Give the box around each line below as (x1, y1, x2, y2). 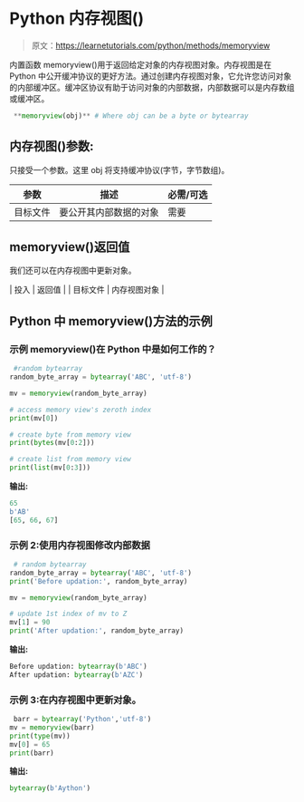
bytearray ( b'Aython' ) (9, 784, 91, 793)
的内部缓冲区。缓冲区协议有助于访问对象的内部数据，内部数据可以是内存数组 (9, 82, 295, 92)
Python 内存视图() (9, 8, 145, 29)
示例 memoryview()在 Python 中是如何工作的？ (9, 343, 217, 355)
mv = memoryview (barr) (9, 722, 95, 732)
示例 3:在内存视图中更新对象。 (9, 693, 142, 706)
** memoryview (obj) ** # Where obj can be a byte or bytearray (13, 111, 249, 121)
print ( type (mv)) (9, 731, 71, 740)
